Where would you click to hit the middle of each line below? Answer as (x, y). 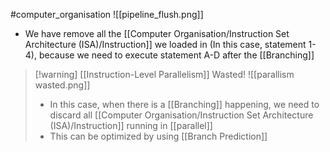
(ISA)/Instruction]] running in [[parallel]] (131, 125)
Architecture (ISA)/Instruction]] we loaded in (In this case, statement (165, 44)
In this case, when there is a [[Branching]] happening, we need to (184, 104)
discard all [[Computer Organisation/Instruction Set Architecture (181, 115)
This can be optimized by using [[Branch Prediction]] (158, 136)
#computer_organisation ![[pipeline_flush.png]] (107, 14)
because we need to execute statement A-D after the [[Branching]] (176, 55)
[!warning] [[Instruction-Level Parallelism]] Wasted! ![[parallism (164, 74)
